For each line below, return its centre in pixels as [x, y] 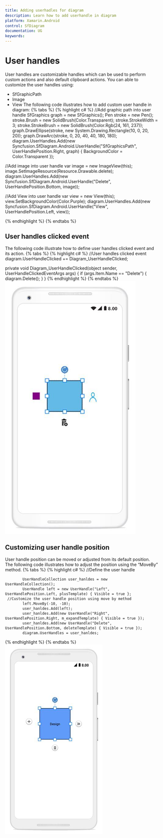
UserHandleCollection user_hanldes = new [65, 579]
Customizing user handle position [57, 548]
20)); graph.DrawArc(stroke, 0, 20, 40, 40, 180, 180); [65, 136]
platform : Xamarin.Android [32, 21]
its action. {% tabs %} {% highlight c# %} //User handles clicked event [76, 253]
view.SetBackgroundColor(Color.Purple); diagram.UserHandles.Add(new [78, 201]
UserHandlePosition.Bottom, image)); [42, 187]
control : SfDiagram [25, 26]
